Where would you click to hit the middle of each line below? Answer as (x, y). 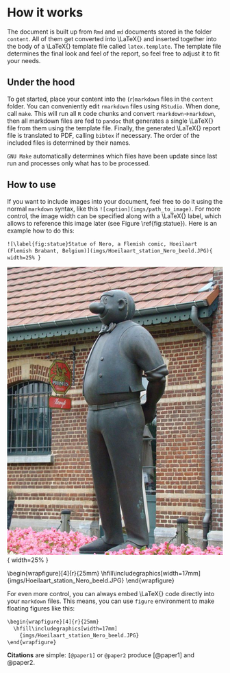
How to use (31, 185)
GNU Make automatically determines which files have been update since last (112, 156)
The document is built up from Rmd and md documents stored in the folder (110, 32)
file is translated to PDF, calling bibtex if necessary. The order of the (103, 135)
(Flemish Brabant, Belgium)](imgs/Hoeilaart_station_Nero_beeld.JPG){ (110, 251)
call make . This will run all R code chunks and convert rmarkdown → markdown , (112, 113)
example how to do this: (41, 231)
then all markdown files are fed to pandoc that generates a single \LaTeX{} (111, 121)
